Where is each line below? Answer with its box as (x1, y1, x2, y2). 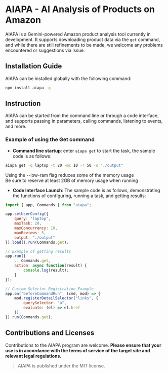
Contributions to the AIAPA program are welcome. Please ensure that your (5, 342, 162, 348)
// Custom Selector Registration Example (5, 286, 94, 291)
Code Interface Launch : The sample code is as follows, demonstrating (12, 187, 160, 193)
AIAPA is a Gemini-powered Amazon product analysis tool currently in (5, 31, 151, 37)
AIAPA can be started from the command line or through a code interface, (5, 113, 159, 119)
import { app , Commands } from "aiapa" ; (5, 202, 92, 207)
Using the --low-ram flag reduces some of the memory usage (5, 172, 134, 178)
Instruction (5, 99, 41, 108)
